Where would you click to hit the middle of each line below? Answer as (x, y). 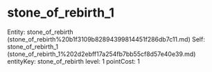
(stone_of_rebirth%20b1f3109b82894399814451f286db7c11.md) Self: (106, 39)
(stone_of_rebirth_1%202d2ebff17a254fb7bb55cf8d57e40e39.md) (101, 54)
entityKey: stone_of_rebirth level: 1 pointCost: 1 (73, 61)
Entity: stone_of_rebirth (41, 32)
